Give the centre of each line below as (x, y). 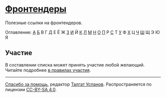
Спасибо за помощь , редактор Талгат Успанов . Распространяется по (78, 84)
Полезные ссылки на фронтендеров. (44, 23)
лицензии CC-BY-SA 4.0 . (31, 89)
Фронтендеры (36, 9)
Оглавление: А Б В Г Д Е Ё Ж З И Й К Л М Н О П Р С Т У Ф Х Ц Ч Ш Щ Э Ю (83, 32)
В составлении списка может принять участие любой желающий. (75, 65)
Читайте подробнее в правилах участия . (48, 70)
